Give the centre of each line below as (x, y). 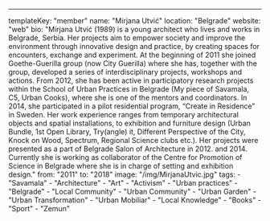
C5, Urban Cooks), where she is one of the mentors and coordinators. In (128, 98)
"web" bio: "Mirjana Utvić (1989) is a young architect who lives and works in (134, 29)
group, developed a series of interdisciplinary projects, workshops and (125, 72)
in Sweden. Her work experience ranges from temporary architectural (124, 115)
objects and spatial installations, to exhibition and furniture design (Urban (130, 123)
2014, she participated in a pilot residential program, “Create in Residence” (132, 106)
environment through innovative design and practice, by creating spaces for (134, 46)
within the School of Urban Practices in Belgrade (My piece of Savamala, (129, 89)
